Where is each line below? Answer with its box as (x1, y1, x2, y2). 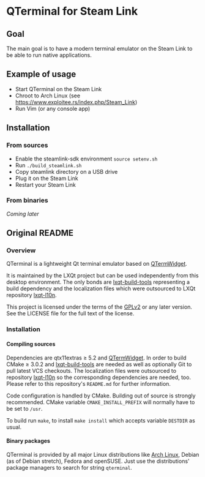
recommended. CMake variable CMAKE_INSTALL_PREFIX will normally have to (6, 398, 195, 405)
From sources (6, 141, 48, 149)
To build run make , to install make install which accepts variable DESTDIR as (6, 416, 196, 424)
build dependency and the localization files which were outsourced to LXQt (6, 285, 196, 292)
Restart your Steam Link (15, 181, 76, 188)
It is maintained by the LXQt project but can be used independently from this (6, 272, 199, 279)
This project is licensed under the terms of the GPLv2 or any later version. (6, 303, 193, 310)
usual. (6, 423, 22, 430)
